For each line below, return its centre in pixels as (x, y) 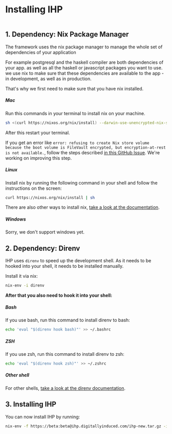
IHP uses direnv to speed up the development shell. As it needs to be (78, 261)
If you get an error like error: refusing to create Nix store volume (77, 142)
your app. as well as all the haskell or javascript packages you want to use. (84, 67)
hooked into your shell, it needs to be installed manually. (64, 266)
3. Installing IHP (31, 404)
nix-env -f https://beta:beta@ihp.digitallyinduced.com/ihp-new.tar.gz (83, 426)
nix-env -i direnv (25, 286)
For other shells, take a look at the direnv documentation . (66, 388)
